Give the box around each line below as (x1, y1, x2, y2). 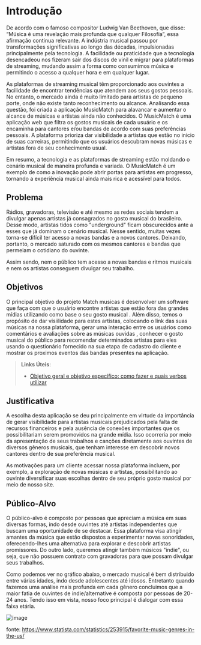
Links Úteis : (20, 360, 51, 368)
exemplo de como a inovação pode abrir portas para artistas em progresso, (6, 168, 193, 175)
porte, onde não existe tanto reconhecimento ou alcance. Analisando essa (6, 99, 190, 106)
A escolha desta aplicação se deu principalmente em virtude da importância (6, 412, 194, 419)
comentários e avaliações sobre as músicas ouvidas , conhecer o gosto (6, 330, 184, 337)
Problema (6, 192, 43, 202)
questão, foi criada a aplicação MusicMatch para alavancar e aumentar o (6, 106, 187, 113)
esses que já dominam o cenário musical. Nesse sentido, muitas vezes (6, 227, 181, 235)
